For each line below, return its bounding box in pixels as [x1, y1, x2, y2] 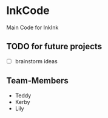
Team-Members [6, 75, 69, 86]
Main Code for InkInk [6, 24, 59, 31]
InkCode [6, 4, 50, 18]
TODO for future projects [6, 41, 102, 52]
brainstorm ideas [15, 57, 58, 64]
